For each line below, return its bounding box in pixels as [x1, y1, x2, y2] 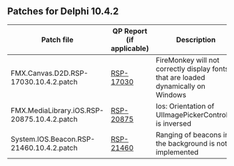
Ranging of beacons [155, 130, 221, 140]
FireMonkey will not [155, 55, 220, 65]
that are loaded [155, 72, 205, 82]
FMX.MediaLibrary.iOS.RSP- [10, 106, 104, 115]
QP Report [112, 26, 148, 35]
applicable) [110, 43, 150, 53]
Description [175, 35, 216, 44]
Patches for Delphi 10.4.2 [7, 6, 119, 17]
